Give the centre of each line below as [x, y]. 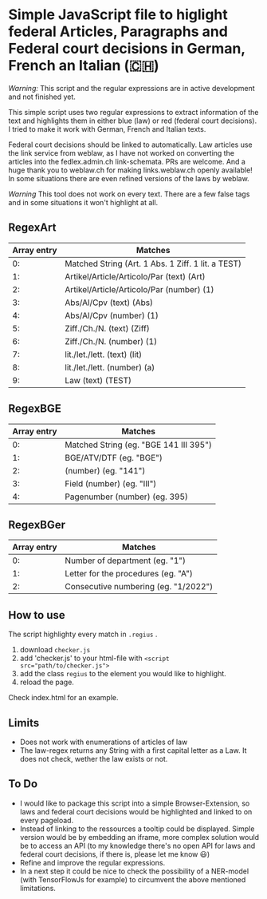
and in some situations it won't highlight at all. [83, 202]
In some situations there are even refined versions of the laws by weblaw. [129, 178]
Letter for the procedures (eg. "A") [129, 574]
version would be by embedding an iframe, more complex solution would [139, 837]
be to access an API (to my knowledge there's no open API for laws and [137, 846]
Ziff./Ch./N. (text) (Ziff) [107, 328]
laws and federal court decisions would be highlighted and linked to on [136, 811]
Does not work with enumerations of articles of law [104, 742]
